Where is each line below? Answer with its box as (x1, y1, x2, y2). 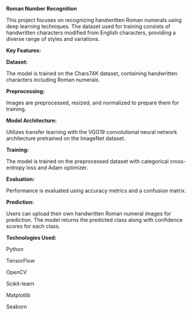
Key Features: (6, 47, 41, 54)
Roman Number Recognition (6, 5, 77, 12)
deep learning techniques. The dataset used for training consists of (6, 23, 171, 30)
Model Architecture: (6, 117, 57, 124)
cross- (169, 158, 186, 165)
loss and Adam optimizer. (26, 164, 88, 171)
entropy (6, 164, 25, 171)
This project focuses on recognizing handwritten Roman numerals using (6, 17, 182, 23)
